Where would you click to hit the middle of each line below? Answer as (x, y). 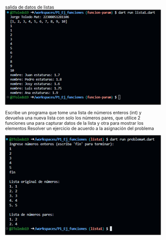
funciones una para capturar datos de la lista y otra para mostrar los (74, 123)
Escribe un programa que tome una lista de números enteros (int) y (73, 113)
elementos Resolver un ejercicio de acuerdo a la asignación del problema (80, 129)
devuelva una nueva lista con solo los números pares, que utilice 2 (73, 118)
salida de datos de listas (30, 7)
